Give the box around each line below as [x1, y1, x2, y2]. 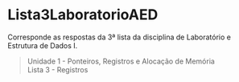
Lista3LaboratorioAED [7, 6, 159, 24]
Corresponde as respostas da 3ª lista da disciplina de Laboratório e [7, 32, 231, 42]
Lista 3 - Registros [27, 64, 89, 74]
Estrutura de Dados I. [7, 40, 78, 50]
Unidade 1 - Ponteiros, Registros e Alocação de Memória [27, 56, 215, 66]
